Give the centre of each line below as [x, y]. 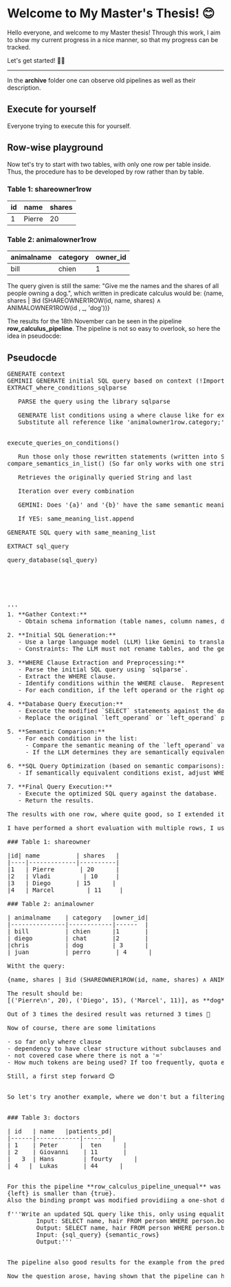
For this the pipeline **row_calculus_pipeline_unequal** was [114, 1186]
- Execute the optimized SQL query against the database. [118, 793]
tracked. [19, 47]
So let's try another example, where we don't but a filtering [116, 1097]
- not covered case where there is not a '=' [85, 1055]
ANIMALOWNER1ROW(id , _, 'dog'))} [58, 308]
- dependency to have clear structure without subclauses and [114, 1048]
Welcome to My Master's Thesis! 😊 [111, 13]
